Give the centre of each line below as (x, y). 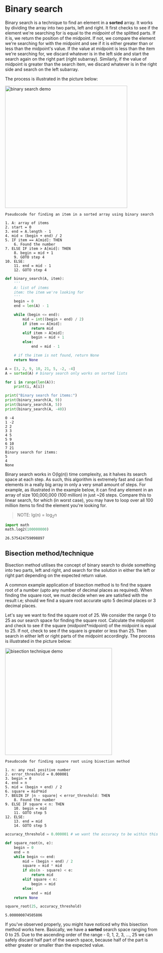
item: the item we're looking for (49, 292)
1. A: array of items (27, 223)
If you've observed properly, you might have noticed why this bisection (76, 924)
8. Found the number (35, 800)
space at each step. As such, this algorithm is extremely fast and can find (79, 479)
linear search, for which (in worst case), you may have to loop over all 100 (79, 500)
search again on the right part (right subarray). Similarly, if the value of (76, 59)
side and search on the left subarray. (42, 69)
